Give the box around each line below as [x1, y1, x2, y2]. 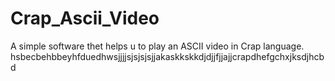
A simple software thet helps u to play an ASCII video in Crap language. [10, 40, 305, 52]
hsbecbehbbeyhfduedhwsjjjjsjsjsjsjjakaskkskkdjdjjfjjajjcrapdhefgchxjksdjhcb [10, 50, 325, 62]
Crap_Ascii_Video [10, 7, 160, 30]
